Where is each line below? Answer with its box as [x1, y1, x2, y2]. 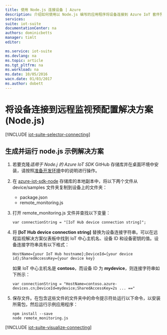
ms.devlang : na [5, 53, 37, 58]
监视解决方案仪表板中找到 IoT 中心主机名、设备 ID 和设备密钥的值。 [16, 235, 155, 241]
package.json [19, 194, 48, 200]
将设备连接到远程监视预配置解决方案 [5, 104, 154, 115]
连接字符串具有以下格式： [16, 241, 70, 247]
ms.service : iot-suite [5, 48, 52, 54]
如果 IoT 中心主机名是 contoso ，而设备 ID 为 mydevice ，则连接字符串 [12, 265, 156, 271]
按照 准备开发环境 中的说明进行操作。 [25, 167, 100, 173]
